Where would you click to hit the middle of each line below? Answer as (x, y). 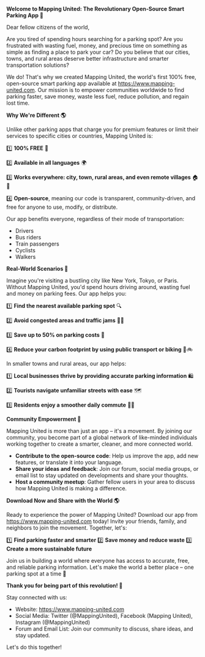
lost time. (18, 103)
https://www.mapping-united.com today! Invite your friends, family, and (96, 521)
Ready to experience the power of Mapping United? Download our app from (102, 515)
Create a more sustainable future (49, 549)
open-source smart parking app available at (61, 83)
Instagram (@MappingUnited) (53, 622)
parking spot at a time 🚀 (36, 574)
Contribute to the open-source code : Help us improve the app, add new (107, 456)
